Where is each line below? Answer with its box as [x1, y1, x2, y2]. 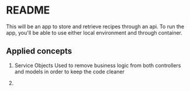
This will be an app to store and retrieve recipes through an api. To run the [6, 23, 185, 30]
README [6, 4, 50, 17]
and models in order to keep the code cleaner [14, 68, 125, 75]
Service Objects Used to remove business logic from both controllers [14, 62, 181, 69]
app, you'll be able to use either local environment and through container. [6, 29, 183, 36]
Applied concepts [6, 46, 72, 56]
